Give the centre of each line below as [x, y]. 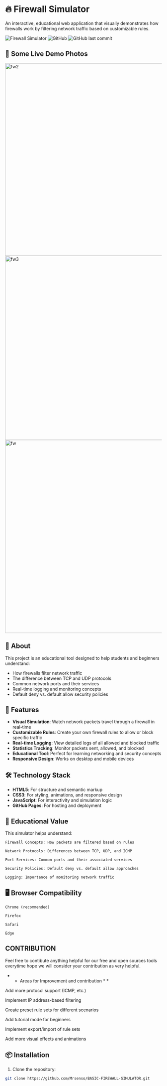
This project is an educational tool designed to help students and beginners [83, 658]
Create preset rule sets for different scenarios [52, 1010]
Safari [12, 925]
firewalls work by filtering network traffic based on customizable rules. [78, 28]
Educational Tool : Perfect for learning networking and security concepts [87, 754]
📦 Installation [27, 1055]
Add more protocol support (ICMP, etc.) [46, 990]
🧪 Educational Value [37, 821]
